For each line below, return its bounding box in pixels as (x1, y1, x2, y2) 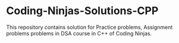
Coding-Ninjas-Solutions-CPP (6, 4, 159, 18)
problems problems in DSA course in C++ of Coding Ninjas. (6, 29, 152, 37)
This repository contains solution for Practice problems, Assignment (6, 24, 173, 31)
